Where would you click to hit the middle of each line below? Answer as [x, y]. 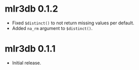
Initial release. [27, 63]
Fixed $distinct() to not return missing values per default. [73, 23]
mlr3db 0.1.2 [32, 9]
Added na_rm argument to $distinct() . [52, 28]
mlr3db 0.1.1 [30, 49]
